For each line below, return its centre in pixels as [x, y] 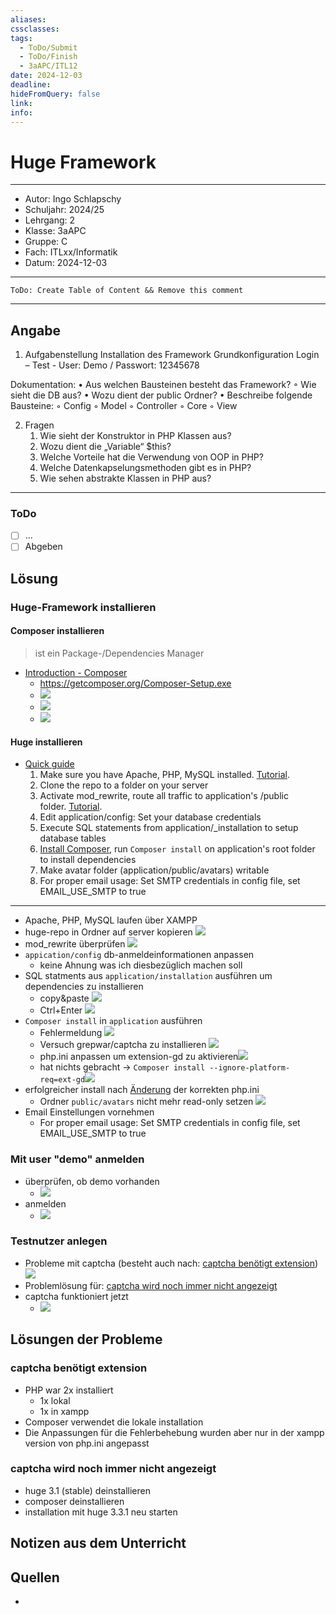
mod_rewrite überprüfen [75, 944]
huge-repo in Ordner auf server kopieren [108, 932]
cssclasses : [35, 29]
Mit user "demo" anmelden [77, 1159]
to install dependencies [88, 860]
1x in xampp [64, 1411]
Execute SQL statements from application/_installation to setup [169, 828]
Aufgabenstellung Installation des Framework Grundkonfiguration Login [172, 355]
